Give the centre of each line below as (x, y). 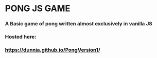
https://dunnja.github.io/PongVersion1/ (53, 50)
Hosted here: (21, 37)
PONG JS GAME (38, 9)
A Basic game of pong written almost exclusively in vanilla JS (79, 24)
